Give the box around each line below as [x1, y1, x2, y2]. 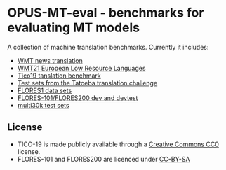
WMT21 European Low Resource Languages [17, 64, 146, 72]
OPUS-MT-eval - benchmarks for [7, 5, 204, 21]
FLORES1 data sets [17, 86, 72, 94]
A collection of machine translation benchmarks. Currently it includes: [7, 43, 209, 51]
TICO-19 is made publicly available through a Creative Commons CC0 [17, 140, 219, 148]
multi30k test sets [17, 101, 69, 109]
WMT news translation [17, 56, 83, 64]
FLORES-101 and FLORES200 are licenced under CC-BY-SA [17, 155, 190, 163]
